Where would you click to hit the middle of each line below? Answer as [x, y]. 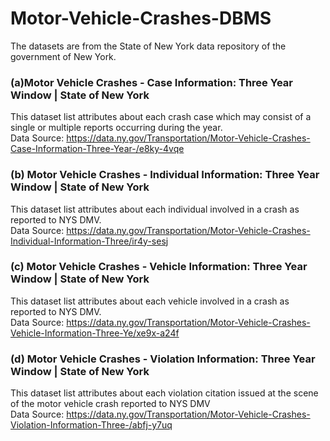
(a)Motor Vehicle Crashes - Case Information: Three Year [151, 82]
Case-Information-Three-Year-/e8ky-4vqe [97, 149]
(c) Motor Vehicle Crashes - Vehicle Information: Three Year [159, 267]
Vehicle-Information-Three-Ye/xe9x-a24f [95, 333]
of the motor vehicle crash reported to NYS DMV [110, 404]
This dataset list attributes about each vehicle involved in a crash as [150, 301]
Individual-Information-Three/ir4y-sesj [89, 241]
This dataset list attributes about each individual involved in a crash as [155, 209]
